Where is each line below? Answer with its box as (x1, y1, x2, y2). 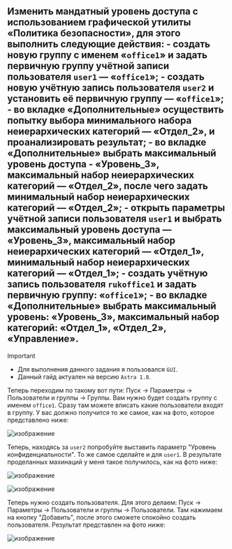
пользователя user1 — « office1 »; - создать (7, 71, 205, 83)
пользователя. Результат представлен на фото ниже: (7, 520, 166, 529)
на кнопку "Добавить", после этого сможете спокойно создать (7, 513, 196, 521)
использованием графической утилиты (7, 17, 191, 29)
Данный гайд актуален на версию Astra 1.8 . (17, 372, 152, 381)
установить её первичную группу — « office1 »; (7, 93, 224, 105)
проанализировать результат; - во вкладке (7, 136, 207, 149)
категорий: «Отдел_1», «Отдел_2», (7, 322, 166, 334)
